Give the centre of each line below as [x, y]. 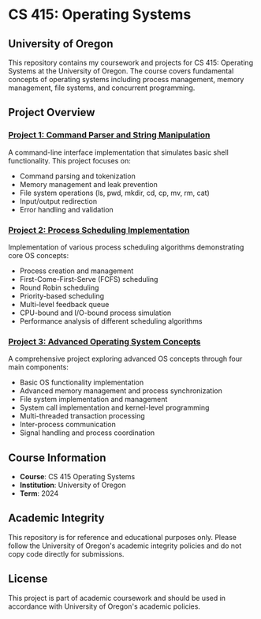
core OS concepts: [39, 255]
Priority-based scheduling [62, 296]
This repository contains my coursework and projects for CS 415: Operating [131, 62]
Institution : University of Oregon [73, 485]
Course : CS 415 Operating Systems [77, 477]
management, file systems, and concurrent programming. [102, 88]
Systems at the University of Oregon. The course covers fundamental [121, 71]
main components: [38, 367]
